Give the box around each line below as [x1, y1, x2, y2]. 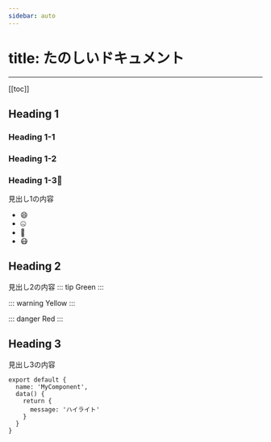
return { [23, 397, 52, 405]
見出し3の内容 [8, 360, 56, 369]
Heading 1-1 [8, 131, 56, 142]
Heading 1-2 [8, 152, 57, 164]
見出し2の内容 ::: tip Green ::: [8, 281, 105, 291]
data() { [15, 390, 45, 398]
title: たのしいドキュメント [8, 49, 185, 67]
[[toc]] [8, 84, 30, 94]
